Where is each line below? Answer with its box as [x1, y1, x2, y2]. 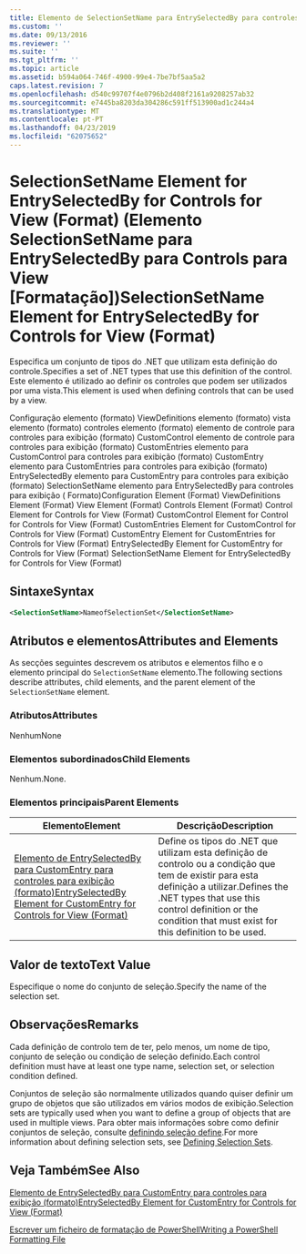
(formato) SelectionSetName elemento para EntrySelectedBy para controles [9, 480, 294, 491]
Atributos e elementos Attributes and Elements [9, 633, 279, 648]
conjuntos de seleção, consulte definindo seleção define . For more [9, 1127, 258, 1137]
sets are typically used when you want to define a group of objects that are [9, 1107, 291, 1118]
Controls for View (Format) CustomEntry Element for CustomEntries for [9, 528, 276, 539]
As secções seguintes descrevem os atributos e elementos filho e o [9, 658, 264, 668]
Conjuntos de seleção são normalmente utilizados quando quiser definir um [9, 1087, 294, 1098]
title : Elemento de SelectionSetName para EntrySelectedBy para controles [9, 13, 300, 23]
